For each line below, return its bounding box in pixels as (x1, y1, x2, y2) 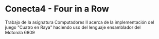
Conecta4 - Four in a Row (5, 3, 109, 14)
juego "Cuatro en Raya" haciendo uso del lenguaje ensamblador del (5, 24, 141, 30)
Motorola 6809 (5, 29, 35, 35)
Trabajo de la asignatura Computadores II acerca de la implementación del (5, 19, 154, 25)
